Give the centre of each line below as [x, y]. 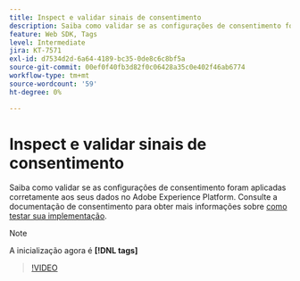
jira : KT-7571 [36, 51]
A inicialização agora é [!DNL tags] [74, 251]
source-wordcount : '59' [54, 84]
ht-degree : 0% [36, 92]
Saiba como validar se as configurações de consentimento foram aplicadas [148, 187]
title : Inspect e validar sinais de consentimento [105, 17]
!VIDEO [44, 268]
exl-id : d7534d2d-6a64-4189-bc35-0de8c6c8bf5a [97, 59]
